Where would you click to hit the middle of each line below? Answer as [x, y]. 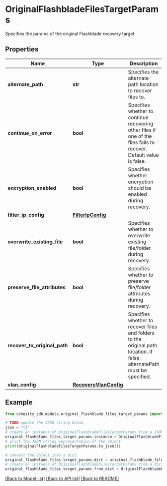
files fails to [141, 142]
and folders [141, 333]
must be [137, 370]
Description [144, 63]
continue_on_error [30, 133]
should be [140, 188]
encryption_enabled [32, 188]
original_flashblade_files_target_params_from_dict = [62, 469]
